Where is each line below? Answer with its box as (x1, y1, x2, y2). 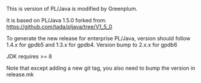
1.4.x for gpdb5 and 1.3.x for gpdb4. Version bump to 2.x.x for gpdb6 (6, 41, 177, 48)
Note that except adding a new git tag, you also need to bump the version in (6, 64, 196, 72)
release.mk (6, 71, 35, 78)
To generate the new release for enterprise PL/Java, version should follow (6, 35, 191, 41)
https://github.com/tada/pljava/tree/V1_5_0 (6, 23, 113, 30)
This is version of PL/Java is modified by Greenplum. (6, 5, 138, 12)
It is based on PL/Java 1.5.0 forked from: (6, 17, 107, 23)
